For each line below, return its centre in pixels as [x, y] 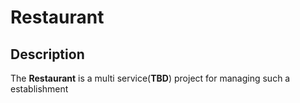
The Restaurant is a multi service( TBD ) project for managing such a [150, 78]
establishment [39, 89]
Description [47, 54]
